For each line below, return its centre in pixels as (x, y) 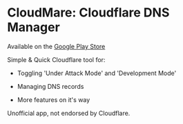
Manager (33, 27)
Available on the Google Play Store (56, 46)
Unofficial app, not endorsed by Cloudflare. (69, 113)
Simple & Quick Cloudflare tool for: (56, 59)
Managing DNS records (50, 86)
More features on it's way (54, 100)
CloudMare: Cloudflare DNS (88, 13)
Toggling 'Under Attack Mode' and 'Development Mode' (97, 73)
